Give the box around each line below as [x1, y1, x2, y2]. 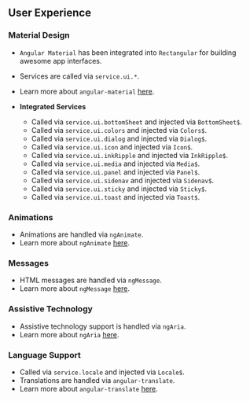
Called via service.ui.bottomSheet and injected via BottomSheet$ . [31, 117, 242, 127]
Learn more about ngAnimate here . [19, 237, 131, 247]
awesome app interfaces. [19, 56, 102, 65]
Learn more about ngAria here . [19, 329, 119, 339]
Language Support [8, 349, 81, 360]
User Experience [8, 6, 92, 20]
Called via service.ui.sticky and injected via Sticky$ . [31, 184, 208, 193]
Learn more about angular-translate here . [19, 384, 159, 393]
